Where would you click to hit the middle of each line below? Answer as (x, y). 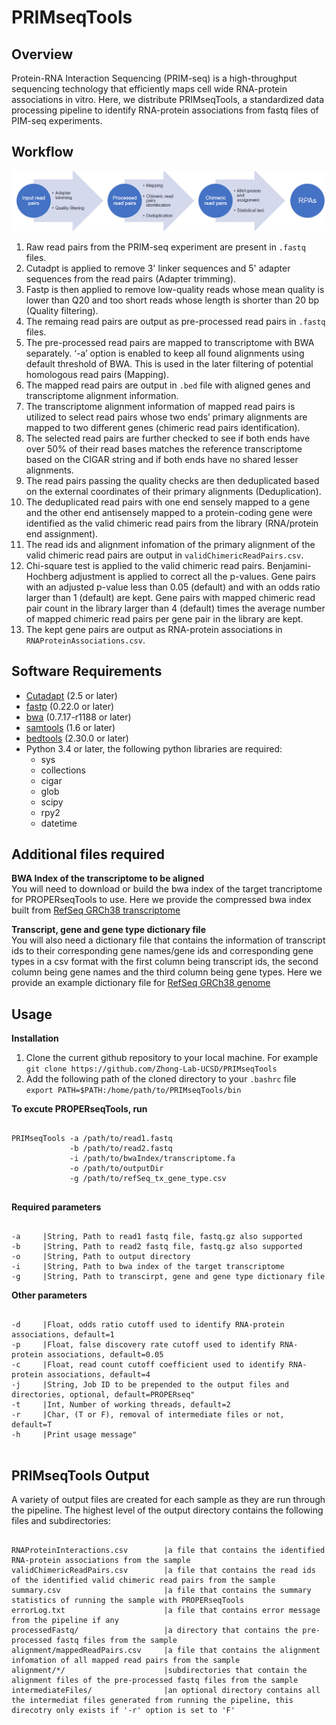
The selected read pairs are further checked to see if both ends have (168, 438)
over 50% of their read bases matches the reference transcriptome (164, 448)
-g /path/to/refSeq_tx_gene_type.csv (148, 1179)
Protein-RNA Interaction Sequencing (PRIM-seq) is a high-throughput (154, 78)
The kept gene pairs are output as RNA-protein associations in (154, 629)
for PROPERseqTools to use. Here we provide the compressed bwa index (161, 900)
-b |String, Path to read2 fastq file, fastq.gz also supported (157, 1247)
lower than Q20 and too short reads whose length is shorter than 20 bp (172, 300)
